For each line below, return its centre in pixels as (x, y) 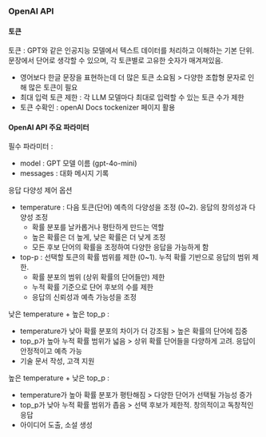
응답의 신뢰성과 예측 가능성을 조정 (84, 297)
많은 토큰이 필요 (53, 87)
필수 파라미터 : (31, 146)
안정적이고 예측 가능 (51, 351)
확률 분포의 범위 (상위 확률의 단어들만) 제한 (98, 277)
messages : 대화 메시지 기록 (64, 173)
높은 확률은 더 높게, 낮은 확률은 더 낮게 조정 (99, 237)
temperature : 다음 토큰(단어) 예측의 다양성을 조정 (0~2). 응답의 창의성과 (133, 207)
